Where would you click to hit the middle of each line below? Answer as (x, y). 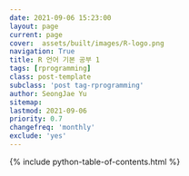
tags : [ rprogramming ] (50, 69)
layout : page (34, 26)
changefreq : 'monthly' (52, 128)
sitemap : (26, 102)
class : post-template (50, 77)
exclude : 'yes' (38, 136)
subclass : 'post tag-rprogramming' (77, 85)
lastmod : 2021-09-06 (49, 111)
